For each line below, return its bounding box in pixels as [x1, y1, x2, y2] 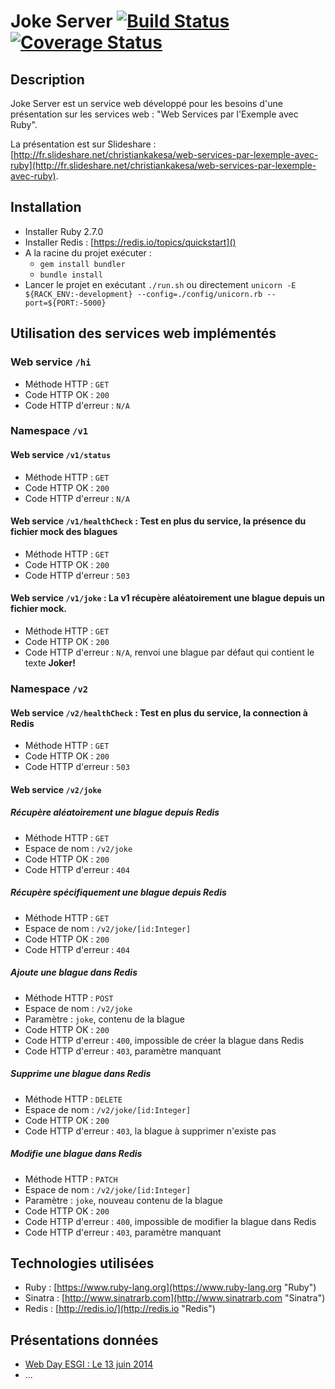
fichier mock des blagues [10, 526, 118, 538]
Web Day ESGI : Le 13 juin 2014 [24, 1358, 154, 1370]
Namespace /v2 [10, 681, 89, 695]
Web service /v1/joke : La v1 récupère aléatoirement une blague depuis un [10, 592, 326, 604]
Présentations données [10, 1331, 159, 1349]
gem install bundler [39, 259, 126, 269]
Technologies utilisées [10, 1255, 155, 1272]
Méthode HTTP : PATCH [24, 1173, 118, 1185]
